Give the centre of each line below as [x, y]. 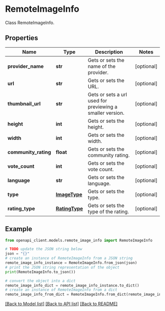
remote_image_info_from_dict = [37, 295]
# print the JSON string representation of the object [62, 267]
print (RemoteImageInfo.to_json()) [41, 272]
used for [97, 101]
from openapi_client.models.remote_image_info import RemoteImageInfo [79, 240]
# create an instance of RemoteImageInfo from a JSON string [69, 259]
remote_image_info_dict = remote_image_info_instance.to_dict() [72, 285]
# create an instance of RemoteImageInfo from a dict [61, 290]
